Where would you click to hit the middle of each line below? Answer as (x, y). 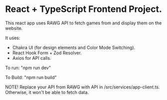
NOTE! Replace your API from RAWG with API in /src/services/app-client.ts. (83, 87)
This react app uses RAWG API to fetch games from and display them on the (83, 23)
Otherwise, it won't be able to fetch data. (47, 92)
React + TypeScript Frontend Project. (83, 9)
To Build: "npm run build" (31, 77)
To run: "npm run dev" (28, 68)
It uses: (13, 38)
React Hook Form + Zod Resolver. (47, 53)
